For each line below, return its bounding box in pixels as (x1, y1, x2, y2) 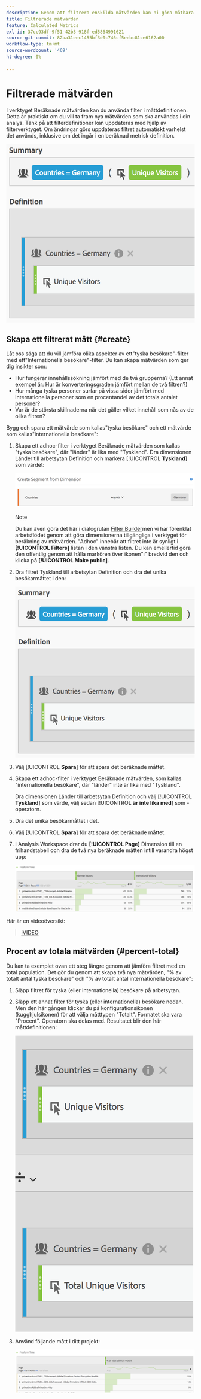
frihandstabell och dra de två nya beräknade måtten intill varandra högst (14, 847, 193, 854)
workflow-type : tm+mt (6, 41, 60, 47)
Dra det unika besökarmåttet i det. (14, 817, 99, 824)
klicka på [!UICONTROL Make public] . (14, 557, 109, 564)
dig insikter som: (6, 363, 47, 370)
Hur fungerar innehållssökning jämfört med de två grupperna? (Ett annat (14, 375, 193, 382)
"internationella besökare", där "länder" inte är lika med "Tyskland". (14, 781, 181, 788)
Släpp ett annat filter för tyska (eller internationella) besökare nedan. (14, 998, 184, 1005)
